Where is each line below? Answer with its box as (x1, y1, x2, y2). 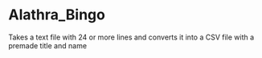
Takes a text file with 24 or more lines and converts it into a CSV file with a (8, 32, 255, 42)
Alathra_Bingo (8, 6, 106, 24)
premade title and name (8, 40, 87, 50)
